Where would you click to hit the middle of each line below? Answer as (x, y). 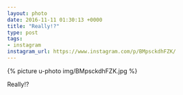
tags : (15, 39)
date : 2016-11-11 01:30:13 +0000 (55, 20)
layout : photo (27, 13)
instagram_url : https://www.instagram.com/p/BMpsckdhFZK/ (91, 52)
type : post (23, 32)
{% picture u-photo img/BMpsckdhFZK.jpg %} (72, 71)
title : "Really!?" (33, 26)
